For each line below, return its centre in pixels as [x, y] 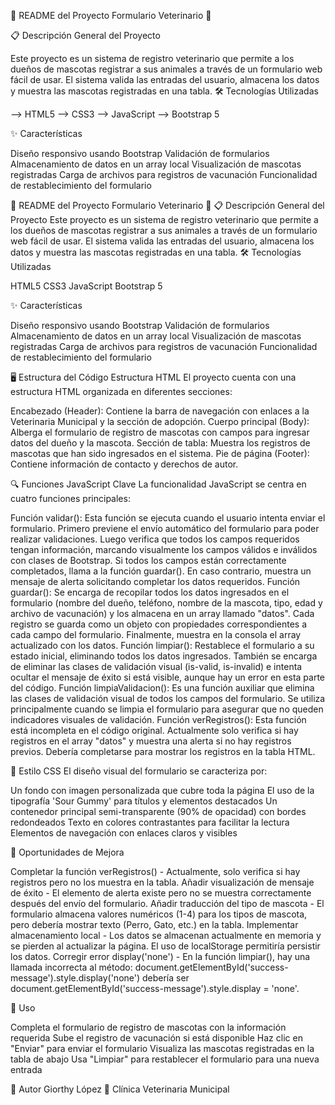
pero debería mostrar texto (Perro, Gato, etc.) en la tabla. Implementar [154, 924]
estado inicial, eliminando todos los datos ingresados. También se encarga [164, 656]
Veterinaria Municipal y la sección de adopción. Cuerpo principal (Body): [160, 421]
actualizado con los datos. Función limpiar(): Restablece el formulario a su [162, 645]
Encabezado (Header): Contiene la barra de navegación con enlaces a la [160, 411]
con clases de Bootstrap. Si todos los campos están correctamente [148, 560]
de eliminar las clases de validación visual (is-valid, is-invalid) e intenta [156, 666]
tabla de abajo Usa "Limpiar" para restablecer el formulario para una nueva [165, 1059]
